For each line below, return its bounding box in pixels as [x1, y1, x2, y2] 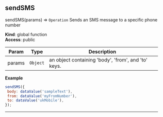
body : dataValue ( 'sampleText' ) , [7, 89, 73, 94]
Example [5, 75, 23, 81]
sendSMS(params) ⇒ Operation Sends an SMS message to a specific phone [5, 17, 158, 22]
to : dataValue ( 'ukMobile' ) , [7, 98, 64, 103]
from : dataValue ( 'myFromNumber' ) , [7, 94, 77, 98]
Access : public [5, 37, 35, 42]
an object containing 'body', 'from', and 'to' [49, 56, 148, 63]
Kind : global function [5, 31, 48, 37]
